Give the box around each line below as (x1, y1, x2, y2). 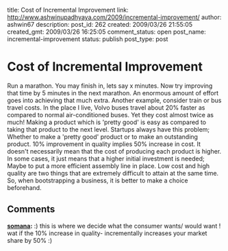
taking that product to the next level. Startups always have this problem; (7, 125, 210, 133)
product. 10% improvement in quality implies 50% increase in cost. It (7, 140, 201, 148)
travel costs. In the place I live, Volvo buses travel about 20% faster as (7, 103, 205, 112)
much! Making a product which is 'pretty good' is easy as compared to (7, 118, 207, 126)
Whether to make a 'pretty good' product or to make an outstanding (7, 132, 199, 141)
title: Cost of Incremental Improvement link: (7, 6, 129, 14)
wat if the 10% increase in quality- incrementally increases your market (7, 229, 207, 237)
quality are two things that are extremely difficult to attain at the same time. (7, 169, 219, 177)
